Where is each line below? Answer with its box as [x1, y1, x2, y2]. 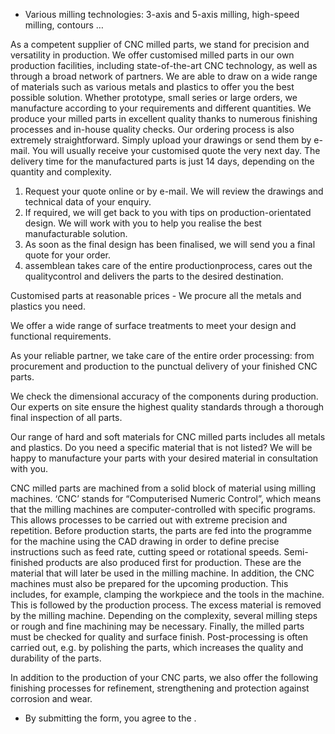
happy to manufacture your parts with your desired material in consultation [10, 452, 319, 464]
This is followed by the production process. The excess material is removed [10, 599, 322, 611]
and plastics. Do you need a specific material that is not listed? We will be [10, 442, 313, 453]
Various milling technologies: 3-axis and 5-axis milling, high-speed [24, 9, 300, 20]
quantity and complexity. [10, 166, 112, 178]
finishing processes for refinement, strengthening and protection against [10, 682, 310, 694]
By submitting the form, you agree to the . [24, 712, 197, 724]
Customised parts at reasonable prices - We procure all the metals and [10, 290, 302, 301]
